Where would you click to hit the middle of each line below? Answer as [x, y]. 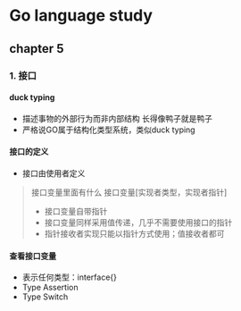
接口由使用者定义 [54, 173]
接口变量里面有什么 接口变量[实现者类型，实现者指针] [129, 192]
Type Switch [45, 297]
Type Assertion [50, 288]
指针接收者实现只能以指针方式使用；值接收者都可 [134, 233]
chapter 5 [37, 49]
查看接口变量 [33, 256]
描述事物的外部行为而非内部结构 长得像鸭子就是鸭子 [117, 118]
